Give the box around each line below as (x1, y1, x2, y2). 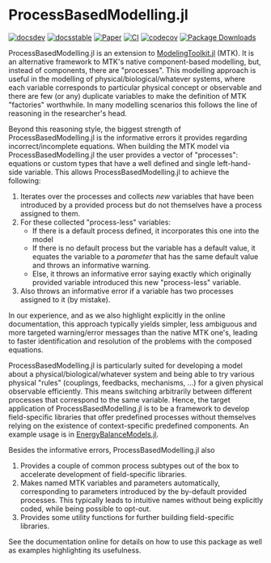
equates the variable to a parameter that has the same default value (32, 251, 259, 261)
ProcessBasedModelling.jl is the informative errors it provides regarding (8, 132, 248, 143)
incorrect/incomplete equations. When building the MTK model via (8, 141, 230, 151)
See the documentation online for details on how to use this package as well (8, 536, 263, 546)
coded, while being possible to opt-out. (19, 504, 151, 514)
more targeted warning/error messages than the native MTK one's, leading (8, 327, 258, 337)
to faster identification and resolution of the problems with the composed (8, 336, 252, 346)
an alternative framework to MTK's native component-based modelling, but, (8, 57, 261, 66)
